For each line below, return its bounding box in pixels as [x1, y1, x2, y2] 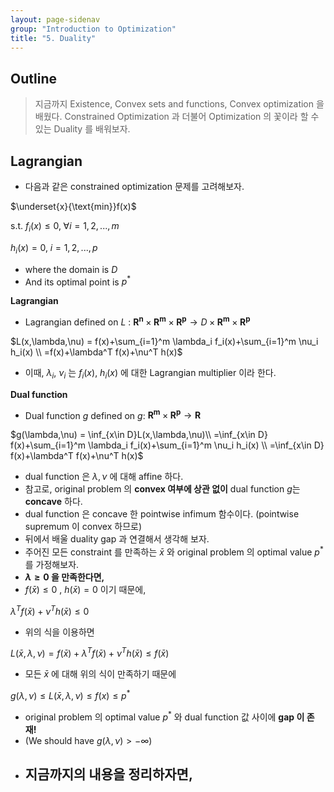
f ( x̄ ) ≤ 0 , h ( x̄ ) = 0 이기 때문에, [24, 584, 147, 596]
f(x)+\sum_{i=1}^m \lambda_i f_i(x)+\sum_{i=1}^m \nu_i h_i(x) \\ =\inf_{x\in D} [10, 439, 325, 451]
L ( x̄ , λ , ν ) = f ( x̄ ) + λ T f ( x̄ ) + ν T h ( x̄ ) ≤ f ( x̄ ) [10, 646, 170, 660]
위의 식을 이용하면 [24, 626, 95, 638]
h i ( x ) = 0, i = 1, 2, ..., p [10, 241, 98, 256]
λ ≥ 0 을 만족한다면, [24, 571, 105, 583]
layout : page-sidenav [10, 14, 101, 25]
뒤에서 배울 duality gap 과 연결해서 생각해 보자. [24, 533, 210, 545]
